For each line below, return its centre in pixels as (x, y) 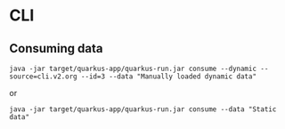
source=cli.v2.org (43, 77)
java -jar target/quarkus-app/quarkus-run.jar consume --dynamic (133, 69)
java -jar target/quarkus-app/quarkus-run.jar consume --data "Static (143, 109)
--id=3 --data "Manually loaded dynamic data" (168, 77)
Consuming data (56, 48)
